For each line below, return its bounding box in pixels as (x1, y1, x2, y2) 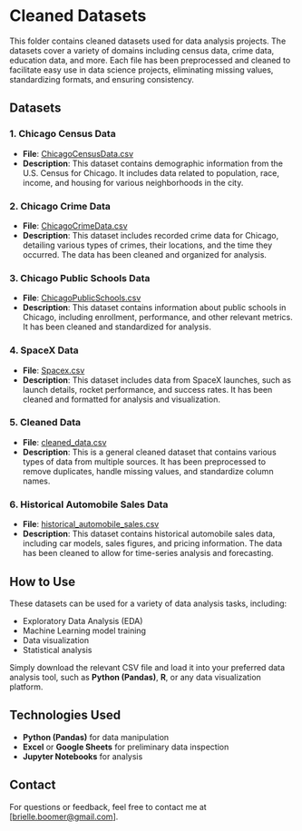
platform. (9, 681, 44, 692)
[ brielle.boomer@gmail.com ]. (9, 811, 119, 822)
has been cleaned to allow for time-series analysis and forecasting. (22, 548, 274, 559)
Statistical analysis (22, 644, 93, 655)
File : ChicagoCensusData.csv (22, 148, 134, 159)
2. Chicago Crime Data (9, 200, 112, 212)
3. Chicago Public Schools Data (9, 271, 151, 284)
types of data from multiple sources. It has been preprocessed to (22, 455, 266, 467)
